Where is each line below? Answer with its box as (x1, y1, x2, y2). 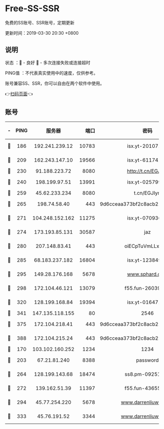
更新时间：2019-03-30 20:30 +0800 (5, 30, 79, 36)
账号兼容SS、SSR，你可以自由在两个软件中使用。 (5, 80, 104, 86)
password (136, 357, 159, 364)
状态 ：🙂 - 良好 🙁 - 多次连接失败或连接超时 (5, 60, 90, 65)
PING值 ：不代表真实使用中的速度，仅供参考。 (5, 70, 98, 76)
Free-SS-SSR (5, 3, 60, 14)
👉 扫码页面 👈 (5, 91, 33, 97)
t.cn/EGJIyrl (134, 189, 161, 196)
